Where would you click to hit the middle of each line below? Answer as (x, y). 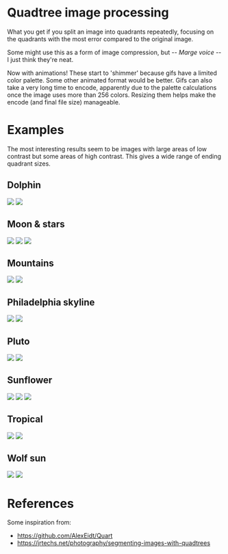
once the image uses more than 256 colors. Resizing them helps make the (112, 95)
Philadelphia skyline (51, 302)
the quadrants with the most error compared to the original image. (100, 38)
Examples (36, 130)
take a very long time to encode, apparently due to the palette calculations (112, 87)
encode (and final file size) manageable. (64, 102)
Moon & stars (36, 224)
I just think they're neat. (40, 59)
